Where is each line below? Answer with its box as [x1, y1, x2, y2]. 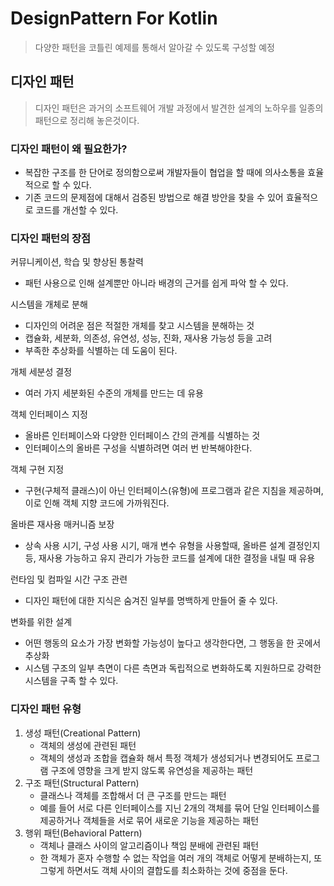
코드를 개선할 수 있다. [35, 204, 119, 216]
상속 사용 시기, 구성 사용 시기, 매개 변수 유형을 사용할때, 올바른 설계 [24, 540, 286, 552]
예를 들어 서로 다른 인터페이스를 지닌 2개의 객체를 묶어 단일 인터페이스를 [39, 802, 320, 814]
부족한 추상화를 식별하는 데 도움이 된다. [24, 345, 178, 357]
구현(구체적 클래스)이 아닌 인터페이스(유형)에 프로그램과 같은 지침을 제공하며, [24, 485, 324, 497]
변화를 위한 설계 [10, 616, 73, 628]
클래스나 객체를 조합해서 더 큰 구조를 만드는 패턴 [39, 789, 227, 801]
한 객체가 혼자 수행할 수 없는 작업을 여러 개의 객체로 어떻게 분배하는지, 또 [39, 852, 323, 864]
